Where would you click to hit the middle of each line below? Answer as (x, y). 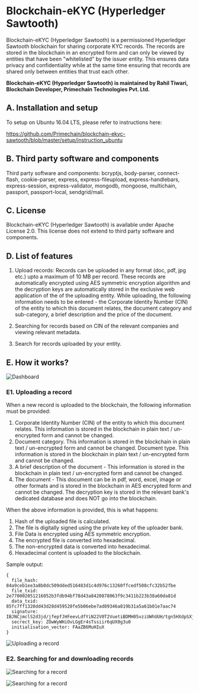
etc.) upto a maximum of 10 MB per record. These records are (90, 276)
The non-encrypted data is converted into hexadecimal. (83, 546)
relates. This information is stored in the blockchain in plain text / (94, 429)
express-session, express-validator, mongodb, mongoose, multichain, (92, 186)
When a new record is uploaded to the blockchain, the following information (99, 405)
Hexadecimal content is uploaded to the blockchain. (78, 553)
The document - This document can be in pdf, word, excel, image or (98, 479)
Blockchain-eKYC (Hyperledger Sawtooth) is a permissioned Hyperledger (96, 40)
